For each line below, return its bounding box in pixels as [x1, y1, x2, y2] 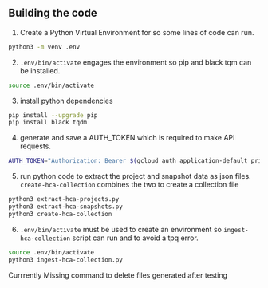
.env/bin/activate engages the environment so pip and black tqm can [19, 57, 252, 67]
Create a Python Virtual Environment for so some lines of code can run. [19, 27, 254, 37]
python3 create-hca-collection [8, 210, 112, 218]
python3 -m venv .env [8, 43, 81, 51]
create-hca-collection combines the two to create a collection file [19, 180, 239, 190]
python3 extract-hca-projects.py [8, 195, 120, 203]
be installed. [19, 65, 61, 75]
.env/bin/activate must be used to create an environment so [19, 224, 222, 234]
